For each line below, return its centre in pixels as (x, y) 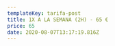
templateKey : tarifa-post (44, 13)
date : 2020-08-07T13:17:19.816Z (53, 32)
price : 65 (21, 26)
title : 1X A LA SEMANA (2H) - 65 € (58, 20)
